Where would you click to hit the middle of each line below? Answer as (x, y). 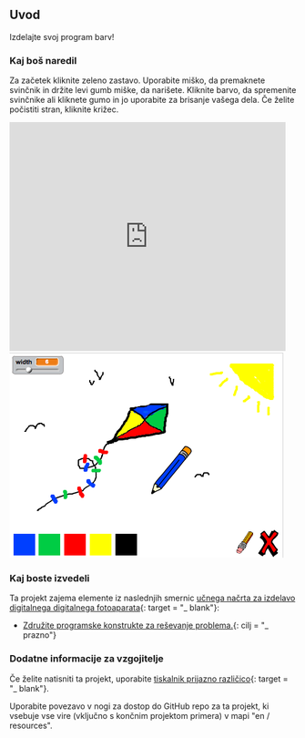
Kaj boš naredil (43, 60)
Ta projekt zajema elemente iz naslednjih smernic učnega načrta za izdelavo (152, 598)
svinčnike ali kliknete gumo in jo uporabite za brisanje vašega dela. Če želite (152, 100)
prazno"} (40, 635)
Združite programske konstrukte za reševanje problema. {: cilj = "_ (145, 625)
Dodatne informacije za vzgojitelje (86, 659)
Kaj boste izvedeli (50, 579)
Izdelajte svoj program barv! (62, 36)
